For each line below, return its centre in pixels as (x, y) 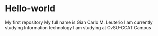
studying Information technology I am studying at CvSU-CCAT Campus (78, 27)
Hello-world (30, 9)
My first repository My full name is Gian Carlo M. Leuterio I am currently (79, 22)
